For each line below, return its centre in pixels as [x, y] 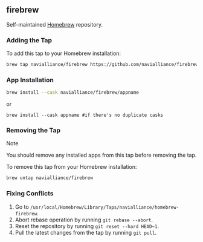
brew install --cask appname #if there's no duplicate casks [85, 115]
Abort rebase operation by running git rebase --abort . [84, 220]
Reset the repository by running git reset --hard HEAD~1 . [87, 226]
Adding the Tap [29, 40]
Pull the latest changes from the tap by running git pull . [86, 232]
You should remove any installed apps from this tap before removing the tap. [101, 155]
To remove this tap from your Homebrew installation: [72, 167]
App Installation [30, 80]
